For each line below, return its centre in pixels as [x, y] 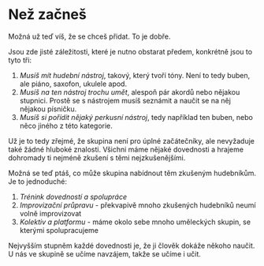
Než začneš [47, 15]
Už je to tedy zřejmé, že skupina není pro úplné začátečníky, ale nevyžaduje [131, 140]
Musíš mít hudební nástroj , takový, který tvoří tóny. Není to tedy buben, [135, 75]
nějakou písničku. [48, 109]
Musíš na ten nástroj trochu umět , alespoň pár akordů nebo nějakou [130, 92]
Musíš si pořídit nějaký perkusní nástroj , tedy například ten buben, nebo [136, 117]
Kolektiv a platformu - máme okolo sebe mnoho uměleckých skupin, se [135, 222]
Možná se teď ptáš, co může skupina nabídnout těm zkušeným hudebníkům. [132, 173]
